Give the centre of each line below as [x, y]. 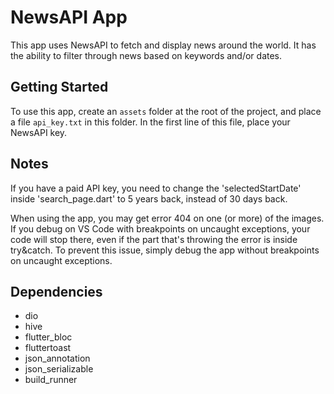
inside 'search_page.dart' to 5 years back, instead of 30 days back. [149, 198]
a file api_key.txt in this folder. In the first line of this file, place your [150, 122]
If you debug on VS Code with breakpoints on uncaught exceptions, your [160, 228]
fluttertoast [48, 348]
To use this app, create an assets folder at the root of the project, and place [166, 111]
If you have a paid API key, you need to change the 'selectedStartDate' [156, 188]
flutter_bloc [48, 337]
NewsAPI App [69, 17]
